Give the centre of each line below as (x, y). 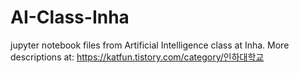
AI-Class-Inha (70, 17)
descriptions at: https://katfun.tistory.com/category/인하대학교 (137, 57)
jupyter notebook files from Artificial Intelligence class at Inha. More (150, 45)
